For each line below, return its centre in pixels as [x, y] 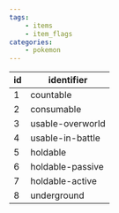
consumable [56, 110]
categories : [31, 42]
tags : [19, 17]
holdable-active [63, 181]
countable [51, 95]
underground [58, 195]
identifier [68, 80]
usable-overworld [68, 124]
